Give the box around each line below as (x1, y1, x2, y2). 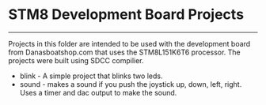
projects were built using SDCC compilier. (8, 55, 144, 65)
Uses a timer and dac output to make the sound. (19, 88, 177, 97)
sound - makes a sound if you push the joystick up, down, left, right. (19, 79, 242, 88)
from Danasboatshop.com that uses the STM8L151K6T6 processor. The (8, 47, 241, 57)
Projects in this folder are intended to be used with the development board (8, 39, 251, 48)
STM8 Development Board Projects (8, 6, 244, 24)
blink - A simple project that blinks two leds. (19, 71, 163, 81)
